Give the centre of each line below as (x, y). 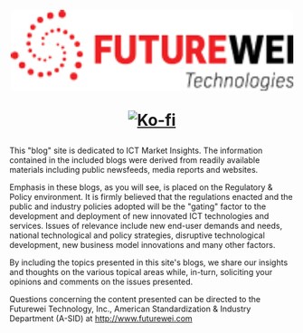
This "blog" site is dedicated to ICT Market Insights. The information (136, 150)
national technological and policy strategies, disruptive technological (137, 235)
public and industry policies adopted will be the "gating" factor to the (138, 206)
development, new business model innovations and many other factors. (142, 244)
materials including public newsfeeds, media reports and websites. (134, 169)
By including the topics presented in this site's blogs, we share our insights (149, 262)
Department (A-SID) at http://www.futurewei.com (101, 318)
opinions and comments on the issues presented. (101, 281)
